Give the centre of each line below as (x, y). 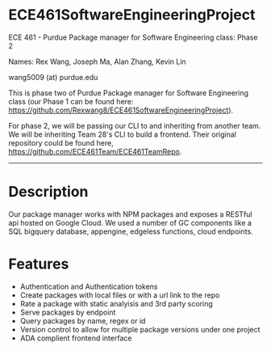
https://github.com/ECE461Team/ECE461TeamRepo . (95, 151)
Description (48, 192)
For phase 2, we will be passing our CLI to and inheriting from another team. (135, 125)
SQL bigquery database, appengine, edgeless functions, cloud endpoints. (131, 231)
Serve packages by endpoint (68, 312)
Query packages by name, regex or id (83, 320)
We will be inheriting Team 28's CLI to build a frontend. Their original (122, 134)
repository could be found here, (61, 142)
